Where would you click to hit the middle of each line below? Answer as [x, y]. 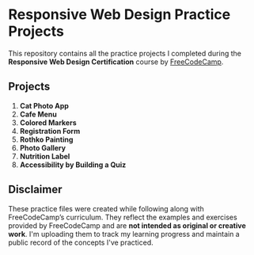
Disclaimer [35, 190]
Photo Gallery [42, 147]
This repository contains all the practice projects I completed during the [125, 53]
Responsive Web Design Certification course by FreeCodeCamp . [116, 62]
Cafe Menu [38, 114]
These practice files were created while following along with [106, 208]
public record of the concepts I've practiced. [81, 242]
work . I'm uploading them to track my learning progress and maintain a [124, 234]
